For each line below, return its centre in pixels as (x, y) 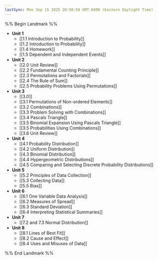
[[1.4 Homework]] (37, 49)
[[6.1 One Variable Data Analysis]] (53, 196)
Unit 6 (18, 191)
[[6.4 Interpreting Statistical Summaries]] (61, 212)
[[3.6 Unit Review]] (38, 133)
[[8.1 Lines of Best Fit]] (42, 233)
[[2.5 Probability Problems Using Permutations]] (68, 86)
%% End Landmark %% (29, 253)
